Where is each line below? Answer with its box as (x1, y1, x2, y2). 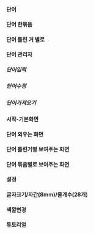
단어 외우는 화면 (6, 130, 44, 138)
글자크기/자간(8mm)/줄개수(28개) (6, 191, 89, 198)
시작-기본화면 (6, 116, 38, 123)
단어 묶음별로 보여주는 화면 (6, 160, 70, 168)
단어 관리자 (6, 51, 32, 58)
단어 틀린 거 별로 (6, 35, 45, 43)
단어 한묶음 (6, 21, 32, 28)
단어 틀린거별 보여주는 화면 (6, 146, 70, 153)
